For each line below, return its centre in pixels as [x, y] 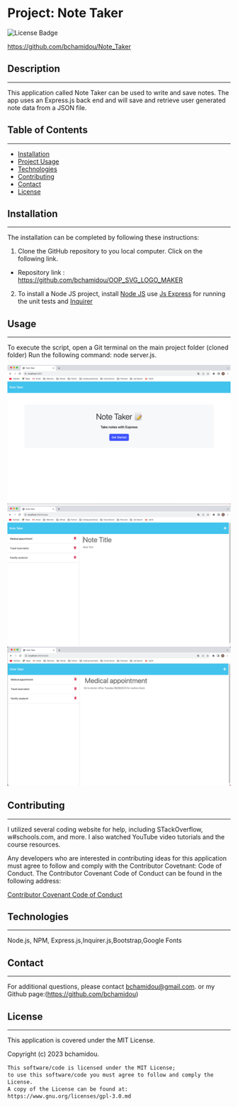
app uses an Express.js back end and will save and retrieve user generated [117, 100]
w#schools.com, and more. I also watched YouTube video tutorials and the [116, 836]
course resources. [34, 844]
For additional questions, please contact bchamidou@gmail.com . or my [111, 987]
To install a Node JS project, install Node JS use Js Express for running [121, 294]
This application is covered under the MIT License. [81, 1040]
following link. [38, 259]
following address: [34, 880]
